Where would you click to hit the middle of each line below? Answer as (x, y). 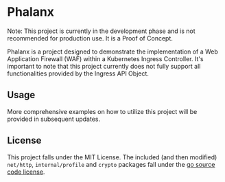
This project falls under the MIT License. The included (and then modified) (112, 157)
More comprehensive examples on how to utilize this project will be (102, 111)
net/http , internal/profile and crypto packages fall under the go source (111, 164)
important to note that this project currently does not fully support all (104, 66)
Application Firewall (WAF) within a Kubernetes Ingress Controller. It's (105, 58)
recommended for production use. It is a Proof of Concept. (90, 38)
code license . (26, 172)
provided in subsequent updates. (54, 119)
